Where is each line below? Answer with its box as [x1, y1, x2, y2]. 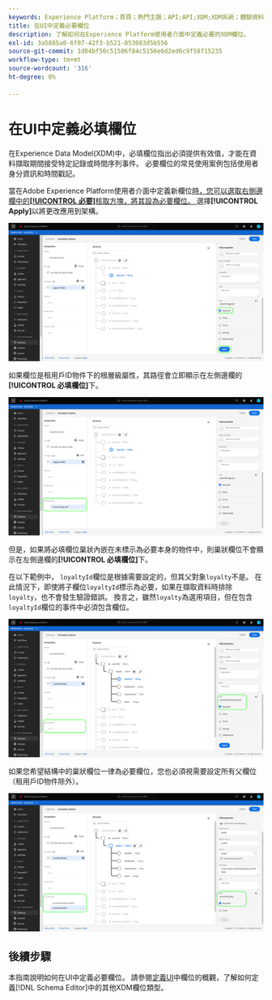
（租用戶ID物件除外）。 [8, 776, 83, 786]
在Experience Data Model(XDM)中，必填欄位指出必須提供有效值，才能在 [8, 148, 250, 158]
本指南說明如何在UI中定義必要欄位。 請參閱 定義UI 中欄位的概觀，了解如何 [8, 972, 253, 982]
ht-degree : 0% [8, 73, 57, 81]
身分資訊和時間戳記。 [8, 169, 79, 178]
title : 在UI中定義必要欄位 [8, 21, 90, 30]
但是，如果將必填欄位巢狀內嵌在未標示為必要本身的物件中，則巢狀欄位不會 [8, 544, 257, 554]
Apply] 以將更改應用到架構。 [8, 206, 103, 216]
